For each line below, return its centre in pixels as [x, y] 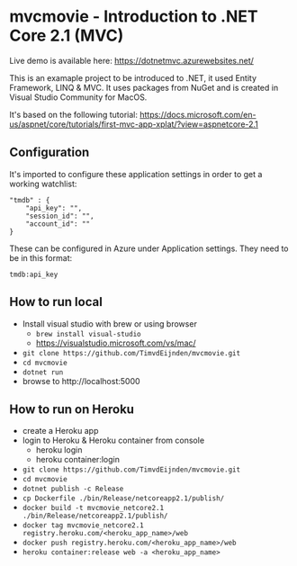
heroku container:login [77, 460]
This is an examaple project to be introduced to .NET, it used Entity [133, 77]
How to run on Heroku [72, 409]
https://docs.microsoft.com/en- [198, 114]
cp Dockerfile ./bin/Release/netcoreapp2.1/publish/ [123, 499]
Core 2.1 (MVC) [67, 36]
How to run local [56, 302]
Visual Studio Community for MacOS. [78, 97]
